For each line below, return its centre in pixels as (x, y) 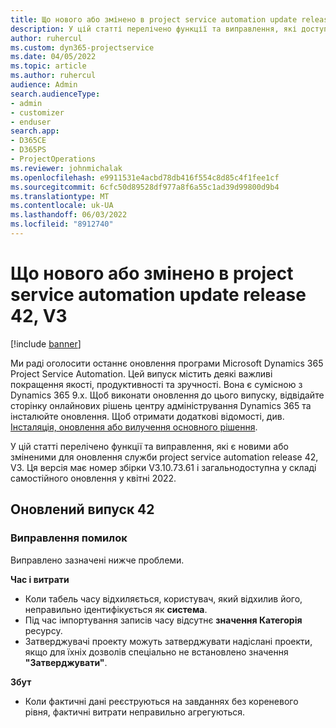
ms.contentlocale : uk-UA (62, 206)
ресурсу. (43, 630)
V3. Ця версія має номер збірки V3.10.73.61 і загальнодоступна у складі (163, 467)
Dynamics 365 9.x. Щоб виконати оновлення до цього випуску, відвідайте (167, 395)
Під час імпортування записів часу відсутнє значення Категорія (163, 620)
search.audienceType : (55, 94)
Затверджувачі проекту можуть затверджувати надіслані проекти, (168, 641)
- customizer (37, 112)
